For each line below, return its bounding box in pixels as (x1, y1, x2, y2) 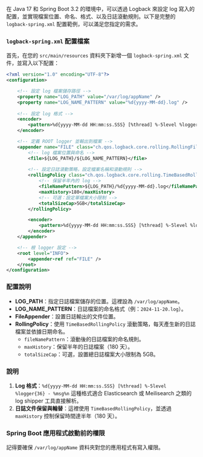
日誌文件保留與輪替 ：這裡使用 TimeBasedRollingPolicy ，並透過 (14, 404, 172, 412)
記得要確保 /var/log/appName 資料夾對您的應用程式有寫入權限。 (6, 444, 164, 451)
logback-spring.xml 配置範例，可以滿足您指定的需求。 (6, 21, 141, 27)
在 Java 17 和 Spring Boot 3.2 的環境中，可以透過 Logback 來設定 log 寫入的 (6, 5, 195, 12)
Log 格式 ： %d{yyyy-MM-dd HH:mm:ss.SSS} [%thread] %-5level (14, 382, 167, 389)
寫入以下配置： (22, 59, 59, 67)
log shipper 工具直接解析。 (14, 397, 82, 404)
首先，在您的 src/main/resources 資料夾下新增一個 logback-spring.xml (6, 52, 182, 59)
